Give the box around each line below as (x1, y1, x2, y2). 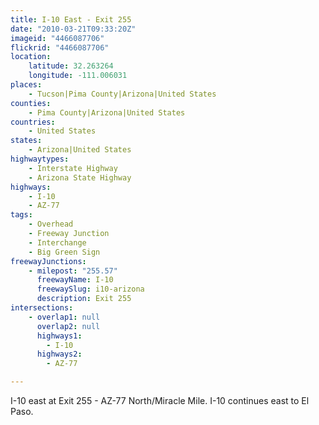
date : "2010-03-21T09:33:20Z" (10, 24, 137, 34)
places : (10, 80, 43, 90)
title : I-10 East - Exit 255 (10, 14, 132, 25)
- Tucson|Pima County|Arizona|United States (28, 89, 217, 99)
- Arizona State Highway (28, 172, 132, 183)
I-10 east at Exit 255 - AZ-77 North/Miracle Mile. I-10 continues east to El (10, 395, 310, 406)
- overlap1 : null (28, 312, 101, 322)
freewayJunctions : (10, 256, 87, 266)
